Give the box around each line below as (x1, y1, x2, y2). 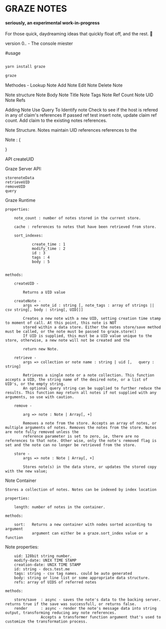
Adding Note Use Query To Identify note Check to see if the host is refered (5, 107, 158, 113)
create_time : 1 (31, 242, 66, 247)
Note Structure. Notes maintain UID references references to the (5, 127, 137, 133)
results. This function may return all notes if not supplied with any (5, 390, 157, 396)
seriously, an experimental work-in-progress (5, 19, 100, 25)
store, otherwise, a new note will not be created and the (5, 338, 130, 343)
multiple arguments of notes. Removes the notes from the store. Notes (5, 425, 157, 430)
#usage (5, 50, 21, 56)
